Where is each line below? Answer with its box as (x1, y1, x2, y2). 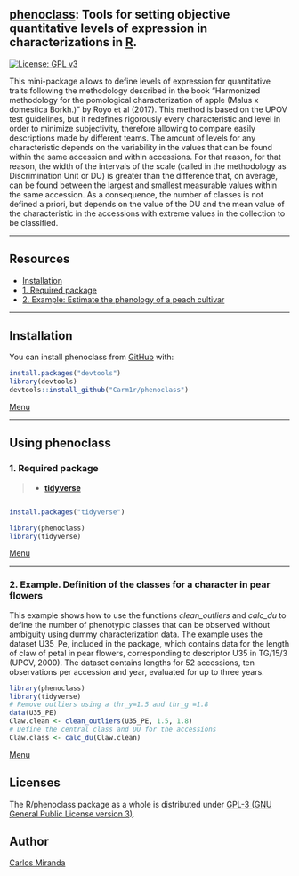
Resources (9, 252, 70, 267)
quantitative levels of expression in (9, 21, 208, 36)
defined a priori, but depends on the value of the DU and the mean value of (9, 198, 285, 209)
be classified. (9, 217, 59, 228)
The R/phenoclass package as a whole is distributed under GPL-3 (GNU (9, 799, 272, 809)
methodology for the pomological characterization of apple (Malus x (9, 94, 259, 105)
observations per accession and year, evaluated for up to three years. (9, 666, 264, 677)
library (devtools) (9, 377, 77, 386)
